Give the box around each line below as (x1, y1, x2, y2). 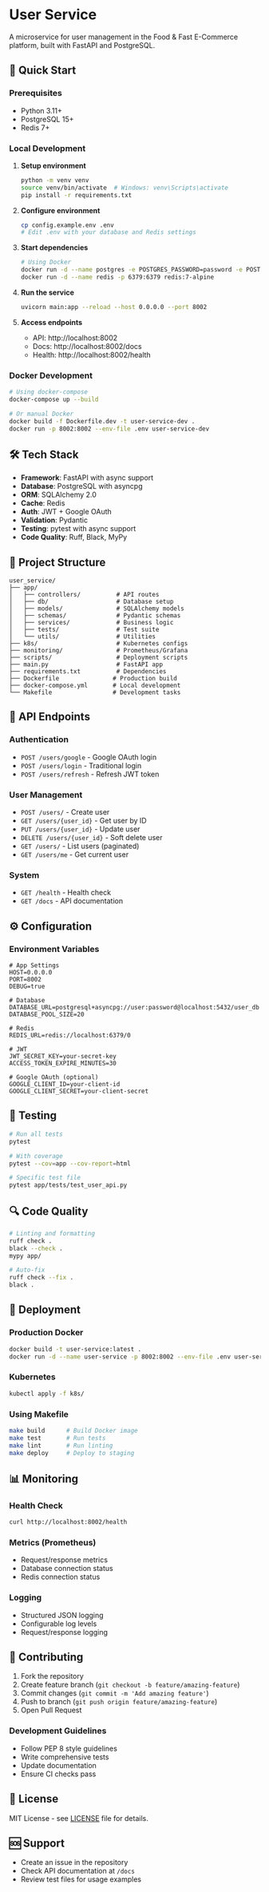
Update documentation (20, 1760, 97, 1770)
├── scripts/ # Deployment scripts (9, 653, 188, 662)
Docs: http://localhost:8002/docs (32, 341, 142, 351)
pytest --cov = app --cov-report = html (9, 1160, 131, 1168)
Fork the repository (20, 1672, 85, 1681)
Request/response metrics (20, 1555, 109, 1565)
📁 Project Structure (9, 555, 106, 569)
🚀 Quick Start (9, 64, 77, 77)
